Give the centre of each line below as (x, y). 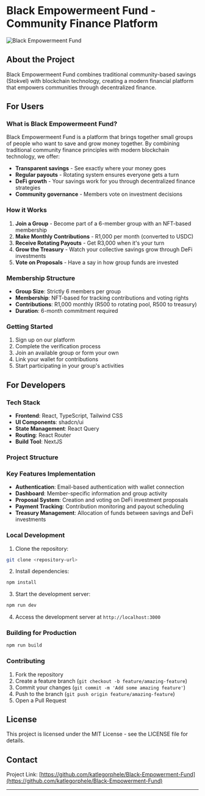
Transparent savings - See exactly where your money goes (91, 168)
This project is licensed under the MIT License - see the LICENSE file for (97, 734)
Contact (22, 760)
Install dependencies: (42, 572)
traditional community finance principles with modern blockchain (88, 150)
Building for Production (41, 633)
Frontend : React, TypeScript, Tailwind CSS (69, 416)
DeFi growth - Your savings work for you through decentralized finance (105, 181)
